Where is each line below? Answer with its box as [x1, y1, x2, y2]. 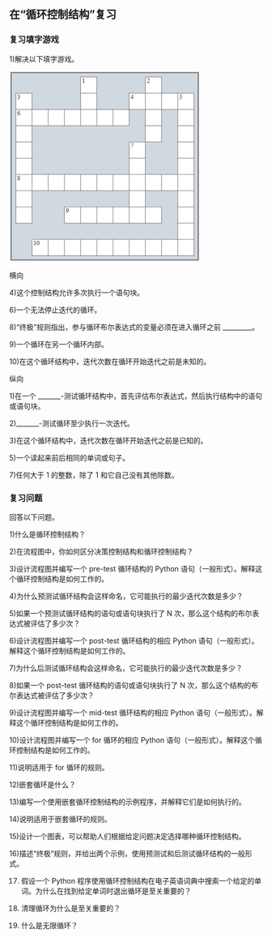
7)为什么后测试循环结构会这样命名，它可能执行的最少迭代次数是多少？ [9, 663, 244, 673]
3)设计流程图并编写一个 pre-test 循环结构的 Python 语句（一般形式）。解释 [9, 563, 256, 573]
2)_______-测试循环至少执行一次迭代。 [9, 418, 134, 428]
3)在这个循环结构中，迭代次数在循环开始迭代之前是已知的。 [9, 435, 208, 445]
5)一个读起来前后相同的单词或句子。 [9, 452, 130, 462]
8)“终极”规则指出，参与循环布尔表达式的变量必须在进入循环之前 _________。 [9, 322, 260, 332]
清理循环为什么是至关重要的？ [20, 903, 121, 913]
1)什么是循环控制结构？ [9, 529, 86, 539]
